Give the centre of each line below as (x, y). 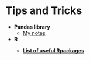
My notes (34, 33)
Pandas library (32, 27)
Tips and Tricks (44, 11)
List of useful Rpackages (53, 50)
